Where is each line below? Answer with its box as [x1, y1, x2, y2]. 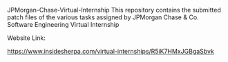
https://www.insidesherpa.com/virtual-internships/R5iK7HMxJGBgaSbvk [7, 48, 214, 55]
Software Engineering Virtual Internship [7, 21, 120, 28]
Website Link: [7, 34, 46, 42]
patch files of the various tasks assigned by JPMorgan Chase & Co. [7, 13, 199, 21]
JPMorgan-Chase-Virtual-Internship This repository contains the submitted [7, 6, 221, 14]
